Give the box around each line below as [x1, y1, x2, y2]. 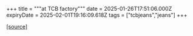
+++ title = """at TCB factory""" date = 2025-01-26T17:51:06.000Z [6, 5, 172, 12]
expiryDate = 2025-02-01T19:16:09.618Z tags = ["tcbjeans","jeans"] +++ [6, 11, 188, 19]
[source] [6, 23, 28, 30]
